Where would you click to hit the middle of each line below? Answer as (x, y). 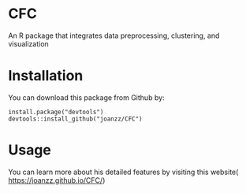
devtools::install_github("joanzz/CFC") (76, 119)
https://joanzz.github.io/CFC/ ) (57, 180)
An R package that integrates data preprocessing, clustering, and (114, 35)
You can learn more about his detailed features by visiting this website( (123, 172)
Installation (46, 76)
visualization (28, 43)
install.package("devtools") (56, 112)
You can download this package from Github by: (86, 97)
